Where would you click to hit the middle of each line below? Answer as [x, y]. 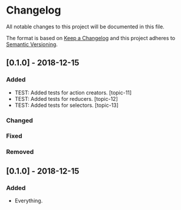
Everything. [29, 201]
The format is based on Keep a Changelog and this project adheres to [91, 38]
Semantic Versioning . [32, 44]
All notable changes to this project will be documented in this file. [85, 27]
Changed [20, 120]
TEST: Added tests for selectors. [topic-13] [67, 105]
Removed [20, 152]
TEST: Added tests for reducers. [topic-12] [66, 99]
